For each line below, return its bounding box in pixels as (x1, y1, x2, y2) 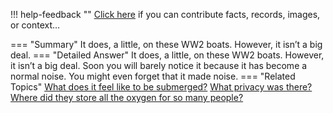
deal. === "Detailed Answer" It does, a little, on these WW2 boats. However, (10, 49, 325, 61)
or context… (10, 19, 61, 31)
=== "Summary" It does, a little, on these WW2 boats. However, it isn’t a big (10, 39, 323, 50)
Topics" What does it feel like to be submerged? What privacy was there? (10, 81, 313, 93)
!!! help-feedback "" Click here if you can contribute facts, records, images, (10, 9, 321, 20)
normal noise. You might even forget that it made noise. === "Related (10, 70, 296, 82)
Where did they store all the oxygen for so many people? (10, 92, 244, 103)
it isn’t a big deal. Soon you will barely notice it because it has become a (10, 60, 308, 71)
